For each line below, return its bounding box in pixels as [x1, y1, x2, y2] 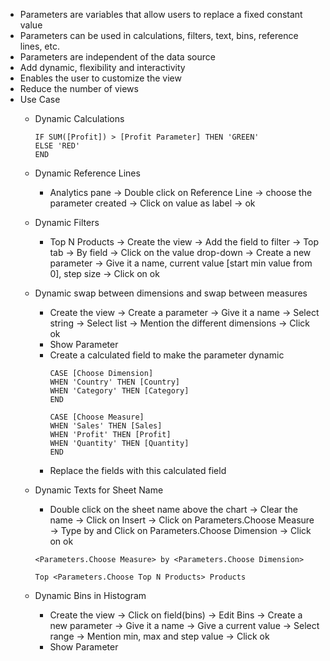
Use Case [19, 94, 61, 105]
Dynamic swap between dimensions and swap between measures [34, 287, 308, 299]
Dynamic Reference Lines [34, 167, 141, 179]
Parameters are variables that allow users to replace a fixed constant [19, 9, 303, 20]
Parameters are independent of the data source [19, 51, 216, 63]
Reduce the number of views [19, 83, 139, 94]
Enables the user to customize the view [19, 72, 182, 84]
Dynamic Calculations [34, 113, 125, 124]
